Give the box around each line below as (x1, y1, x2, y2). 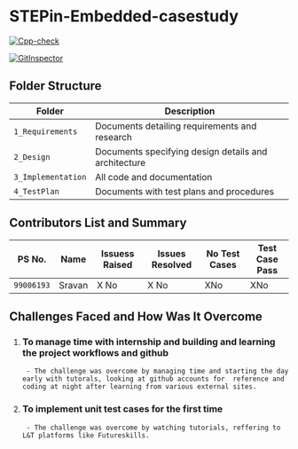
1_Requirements (13, 126, 78, 137)
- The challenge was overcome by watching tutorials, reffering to (26, 423, 281, 432)
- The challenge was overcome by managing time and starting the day (26, 366, 289, 376)
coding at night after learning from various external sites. (21, 382, 257, 391)
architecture (94, 156, 146, 169)
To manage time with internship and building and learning (21, 335, 276, 348)
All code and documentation (94, 170, 213, 183)
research (94, 130, 133, 143)
